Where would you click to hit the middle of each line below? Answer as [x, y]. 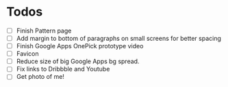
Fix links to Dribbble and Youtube [63, 69]
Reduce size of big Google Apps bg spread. [78, 61]
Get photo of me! [40, 77]
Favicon [27, 54]
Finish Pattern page [44, 31]
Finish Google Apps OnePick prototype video [80, 46]
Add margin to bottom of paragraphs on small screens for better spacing [119, 38]
